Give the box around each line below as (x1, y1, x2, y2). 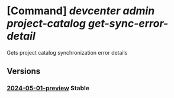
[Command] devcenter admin (7, 4, 155, 18)
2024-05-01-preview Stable (7, 84, 90, 93)
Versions (7, 67, 41, 77)
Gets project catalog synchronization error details (7, 49, 128, 56)
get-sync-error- (88, 17, 169, 30)
